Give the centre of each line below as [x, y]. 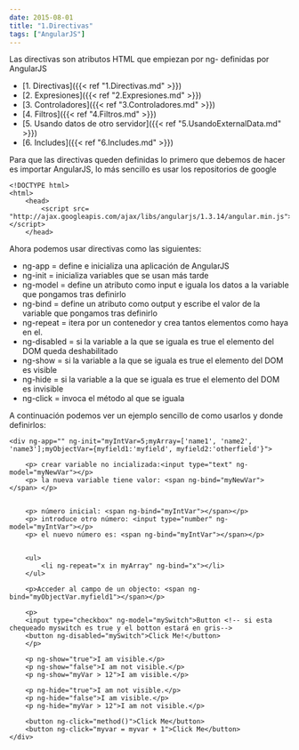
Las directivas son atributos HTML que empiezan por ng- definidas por [139, 60]
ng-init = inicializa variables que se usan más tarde [115, 276]
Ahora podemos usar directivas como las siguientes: [105, 249]
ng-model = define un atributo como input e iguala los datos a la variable [155, 285]
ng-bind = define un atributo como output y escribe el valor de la [141, 304]
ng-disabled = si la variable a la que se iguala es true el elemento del [148, 342]
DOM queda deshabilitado [70, 351]
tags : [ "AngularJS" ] [48, 34]
